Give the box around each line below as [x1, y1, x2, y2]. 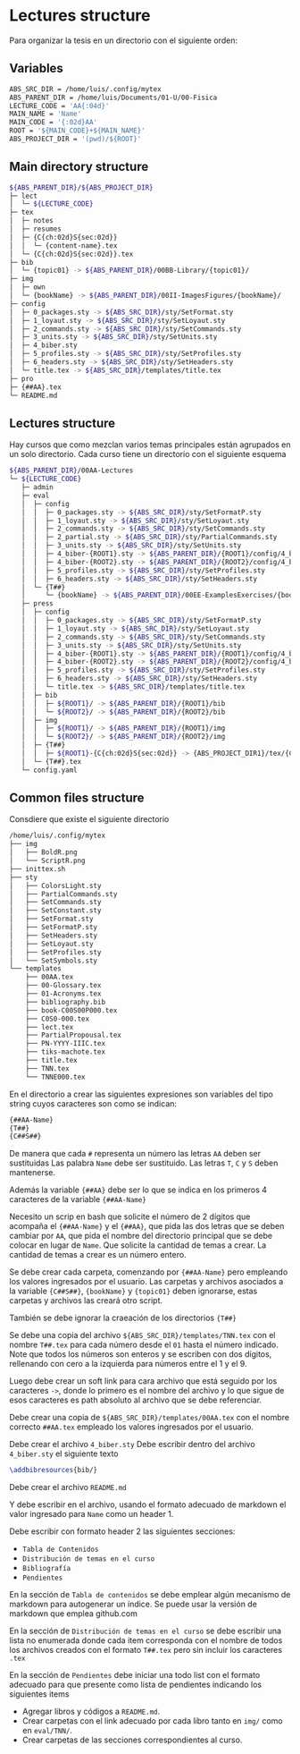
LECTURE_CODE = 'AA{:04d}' [9, 101, 110, 110]
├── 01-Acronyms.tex [25, 989, 102, 998]
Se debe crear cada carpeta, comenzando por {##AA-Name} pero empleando [9, 1267, 288, 1277]
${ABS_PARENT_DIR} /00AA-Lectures [9, 466, 134, 475]
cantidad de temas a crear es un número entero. [9, 1250, 187, 1260]
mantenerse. [9, 1167, 56, 1178]
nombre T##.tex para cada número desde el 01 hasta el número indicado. [9, 1339, 279, 1351]
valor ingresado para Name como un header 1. [9, 1509, 174, 1520]
